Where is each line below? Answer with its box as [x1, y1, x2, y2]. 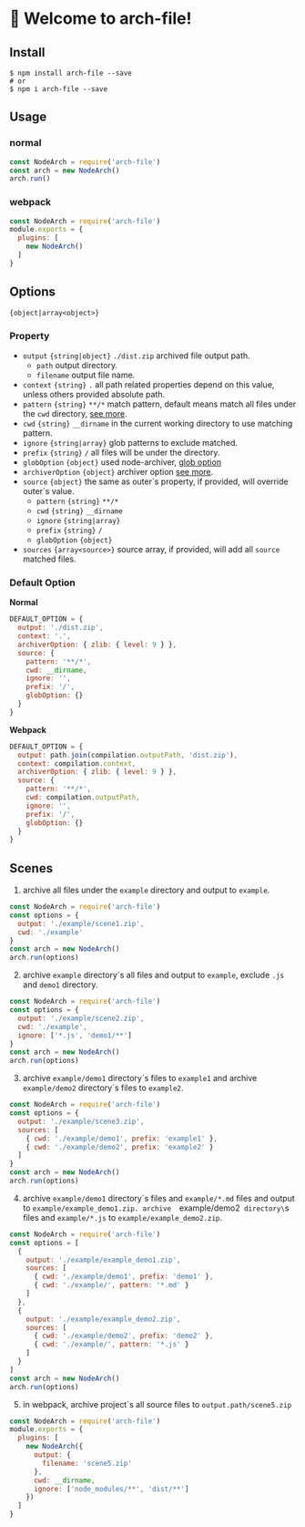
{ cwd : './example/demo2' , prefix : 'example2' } [25, 1142, 214, 1151]
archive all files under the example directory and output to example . [22, 884, 270, 896]
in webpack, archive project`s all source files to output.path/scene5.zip [22, 1398, 292, 1409]
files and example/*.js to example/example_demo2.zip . [22, 1212, 223, 1223]
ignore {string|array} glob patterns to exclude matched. [22, 437, 239, 448]
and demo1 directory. [22, 979, 98, 990]
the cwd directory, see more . [22, 408, 127, 418]
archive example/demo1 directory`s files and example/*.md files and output [22, 1192, 295, 1203]
